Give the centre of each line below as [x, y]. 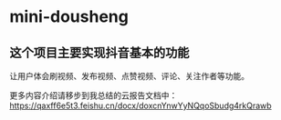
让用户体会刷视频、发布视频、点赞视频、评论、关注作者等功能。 [129, 76]
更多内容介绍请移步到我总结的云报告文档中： [94, 95]
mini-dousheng [69, 17]
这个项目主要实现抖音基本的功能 [99, 52]
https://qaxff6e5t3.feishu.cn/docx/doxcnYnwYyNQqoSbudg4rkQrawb [140, 105]
